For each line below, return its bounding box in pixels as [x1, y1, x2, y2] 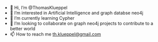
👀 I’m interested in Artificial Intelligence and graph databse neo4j [9, 10, 143, 16]
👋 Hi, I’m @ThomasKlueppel [9, 5, 67, 10]
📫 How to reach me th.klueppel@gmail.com [9, 31, 101, 37]
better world [9, 26, 35, 32]
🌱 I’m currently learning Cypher [9, 15, 75, 21]
